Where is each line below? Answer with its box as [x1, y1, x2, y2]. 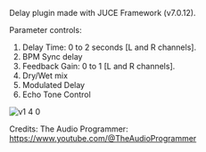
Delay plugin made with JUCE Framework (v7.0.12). [9, 8, 196, 18]
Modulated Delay [21, 80, 86, 90]
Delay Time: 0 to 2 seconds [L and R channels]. [21, 42, 197, 52]
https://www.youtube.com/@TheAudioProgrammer [9, 133, 197, 143]
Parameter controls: [9, 25, 82, 35]
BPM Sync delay [21, 52, 83, 61]
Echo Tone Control [21, 89, 91, 100]
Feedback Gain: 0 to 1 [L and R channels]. [21, 61, 176, 71]
